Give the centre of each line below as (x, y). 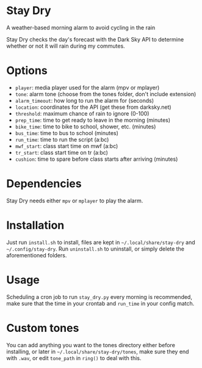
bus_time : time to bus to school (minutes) (67, 133)
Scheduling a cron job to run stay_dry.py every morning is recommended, (99, 296)
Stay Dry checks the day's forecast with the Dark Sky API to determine (95, 39)
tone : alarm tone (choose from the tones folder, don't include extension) (106, 94)
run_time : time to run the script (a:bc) (62, 139)
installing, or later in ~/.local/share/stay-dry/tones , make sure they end (98, 351)
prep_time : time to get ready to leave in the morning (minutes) (93, 120)
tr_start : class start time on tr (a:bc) (62, 152)
